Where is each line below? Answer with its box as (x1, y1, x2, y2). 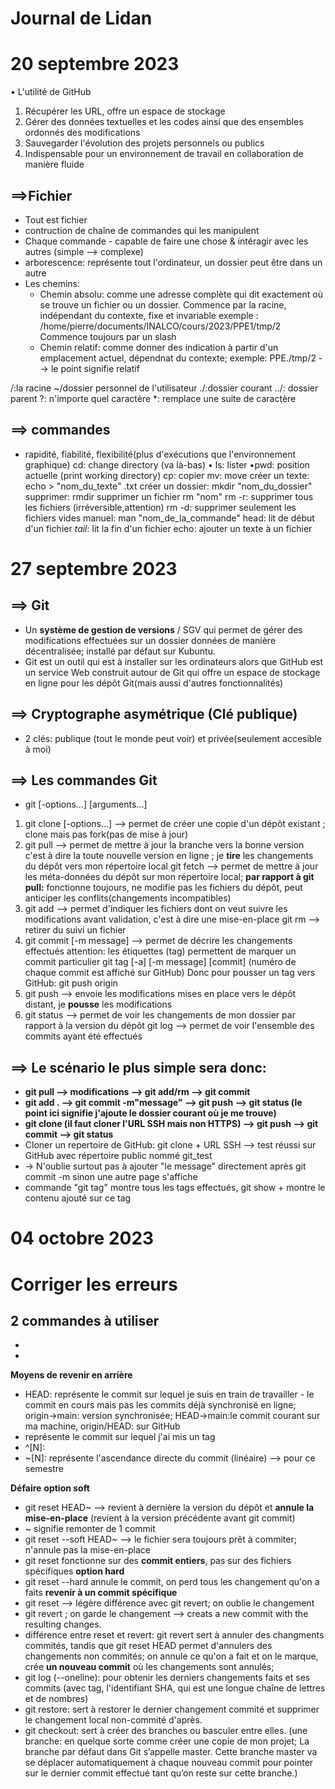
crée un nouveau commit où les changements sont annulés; (24, 1661, 275, 1673)
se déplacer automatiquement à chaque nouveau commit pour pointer (24, 1757, 314, 1769)
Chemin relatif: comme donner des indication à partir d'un (39, 341, 279, 353)
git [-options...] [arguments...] (24, 798, 148, 811)
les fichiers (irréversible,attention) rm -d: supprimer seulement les (24, 501, 297, 513)
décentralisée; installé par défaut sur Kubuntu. (24, 645, 217, 657)
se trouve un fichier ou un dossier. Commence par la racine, (39, 298, 287, 311)
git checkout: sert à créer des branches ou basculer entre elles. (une (24, 1725, 308, 1737)
